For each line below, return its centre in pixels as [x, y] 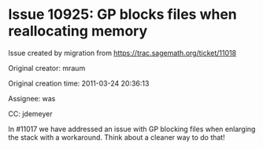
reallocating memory [78, 31]
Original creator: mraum [47, 68]
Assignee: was [32, 98]
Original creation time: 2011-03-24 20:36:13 [79, 83]
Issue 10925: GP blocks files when [123, 15]
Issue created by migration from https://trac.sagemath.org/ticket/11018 [122, 53]
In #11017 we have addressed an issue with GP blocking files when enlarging [132, 129]
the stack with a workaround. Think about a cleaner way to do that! [117, 137]
